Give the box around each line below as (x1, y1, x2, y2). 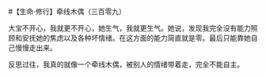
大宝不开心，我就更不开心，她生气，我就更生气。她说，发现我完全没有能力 (8, 24, 251, 33)
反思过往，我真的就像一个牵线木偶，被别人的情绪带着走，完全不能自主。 (8, 60, 244, 69)
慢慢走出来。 (14, 43, 57, 52)
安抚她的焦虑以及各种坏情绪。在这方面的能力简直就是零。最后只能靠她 (21, 34, 251, 42)
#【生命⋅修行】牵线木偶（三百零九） (8, 7, 127, 16)
